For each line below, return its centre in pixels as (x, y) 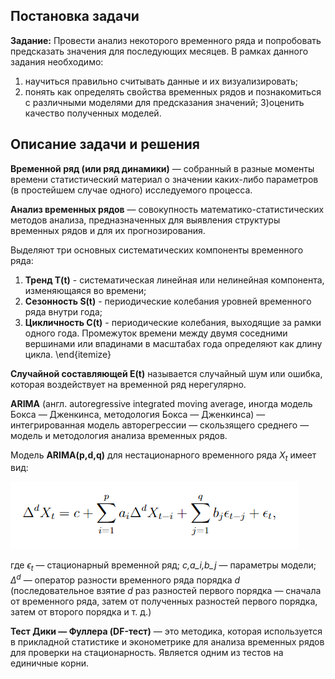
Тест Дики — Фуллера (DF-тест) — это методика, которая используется (166, 631)
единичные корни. (50, 663)
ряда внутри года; (63, 311)
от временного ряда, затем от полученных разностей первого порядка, (164, 601)
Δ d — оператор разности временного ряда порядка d (125, 579)
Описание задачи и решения (105, 144)
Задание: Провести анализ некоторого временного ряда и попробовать (166, 40)
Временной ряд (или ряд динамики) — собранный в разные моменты (162, 168)
